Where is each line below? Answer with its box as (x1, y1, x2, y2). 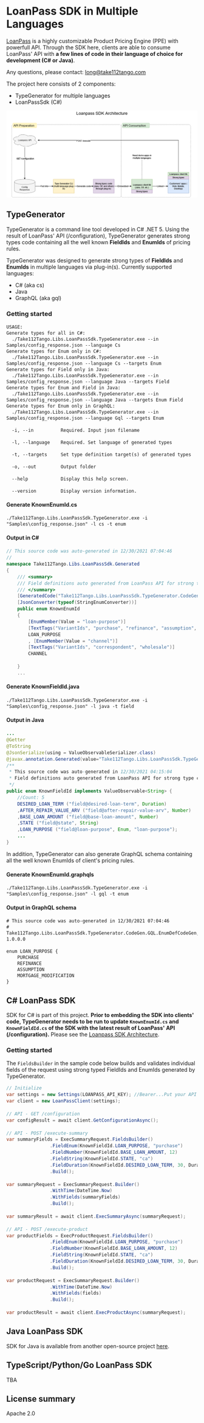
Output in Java (6, 716, 44, 724)
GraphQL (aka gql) (15, 294, 62, 301)
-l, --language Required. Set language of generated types (12, 439, 172, 445)
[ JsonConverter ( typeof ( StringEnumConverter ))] (17, 600, 137, 606)
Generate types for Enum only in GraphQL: (6, 403, 115, 409)
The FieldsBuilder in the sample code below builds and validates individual (6, 1060, 195, 1067)
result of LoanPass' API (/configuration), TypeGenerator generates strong (6, 232, 190, 239)
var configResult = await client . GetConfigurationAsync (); (6, 1117, 159, 1123)
